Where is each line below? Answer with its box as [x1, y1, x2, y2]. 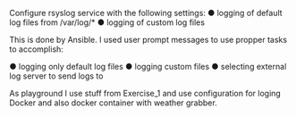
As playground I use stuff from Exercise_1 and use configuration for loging [9, 88, 282, 98]
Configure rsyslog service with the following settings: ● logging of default [9, 8, 283, 18]
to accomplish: [9, 44, 64, 54]
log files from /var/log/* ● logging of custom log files [9, 17, 206, 28]
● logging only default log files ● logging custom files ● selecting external [9, 62, 287, 71]
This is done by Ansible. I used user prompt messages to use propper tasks [9, 35, 288, 45]
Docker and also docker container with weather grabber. [9, 97, 217, 108]
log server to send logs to [9, 71, 104, 81]
